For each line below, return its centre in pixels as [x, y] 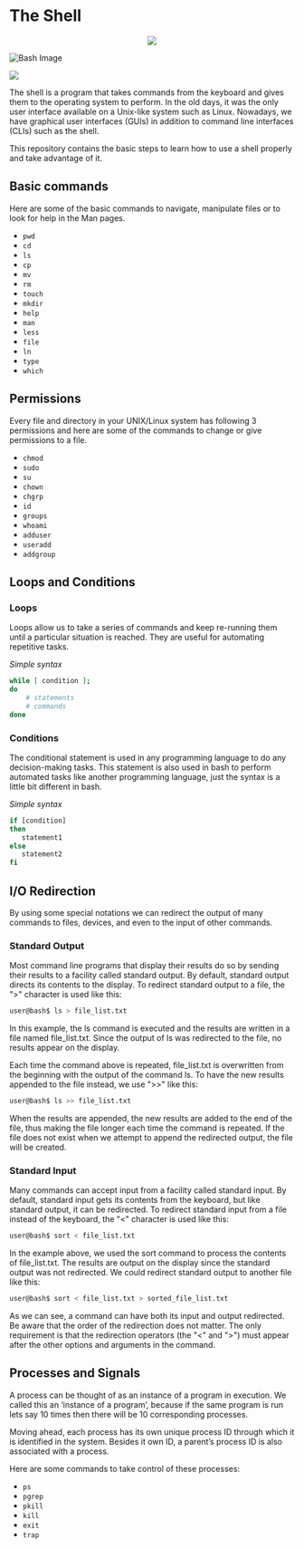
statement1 [42, 837]
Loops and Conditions [72, 582]
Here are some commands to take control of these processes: [125, 1468]
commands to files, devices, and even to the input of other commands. [141, 922]
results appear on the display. [65, 1048]
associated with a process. [59, 1451]
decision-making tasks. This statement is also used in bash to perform [140, 767]
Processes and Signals [75, 1373]
